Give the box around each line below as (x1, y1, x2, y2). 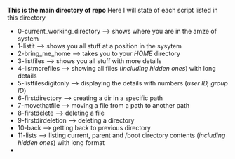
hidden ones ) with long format (17, 139, 105, 146)
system (17, 34, 39, 43)
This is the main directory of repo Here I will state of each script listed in (7, 6, 219, 14)
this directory (7, 13, 46, 22)
